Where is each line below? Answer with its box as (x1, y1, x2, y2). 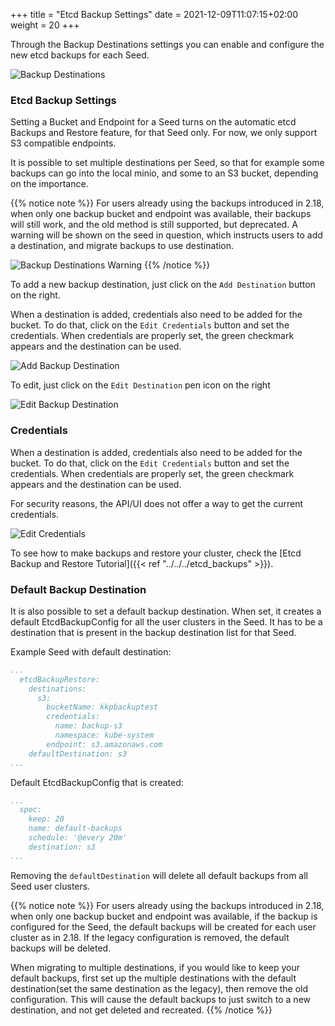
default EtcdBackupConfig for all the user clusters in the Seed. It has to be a (10, 615, 323, 628)
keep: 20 (28, 814, 65, 824)
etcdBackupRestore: (19, 674, 101, 684)
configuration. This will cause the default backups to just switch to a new (10, 993, 311, 1005)
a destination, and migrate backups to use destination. (10, 240, 235, 252)
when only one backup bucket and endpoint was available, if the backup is (10, 910, 318, 922)
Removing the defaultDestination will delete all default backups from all (10, 869, 308, 881)
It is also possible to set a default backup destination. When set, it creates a (10, 605, 322, 617)
